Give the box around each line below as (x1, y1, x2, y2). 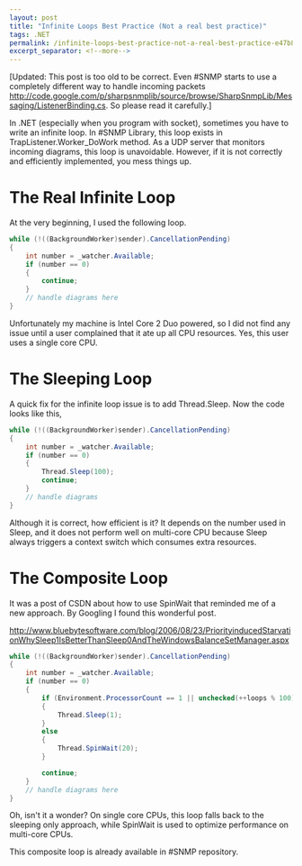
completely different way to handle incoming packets (9, 81, 206, 92)
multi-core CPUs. (9, 829, 74, 840)
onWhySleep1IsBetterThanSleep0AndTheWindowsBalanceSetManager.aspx (9, 634, 289, 645)
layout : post (9, 13, 58, 23)
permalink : (9, 38, 50, 48)
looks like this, (9, 407, 63, 419)
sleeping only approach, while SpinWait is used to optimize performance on (9, 819, 289, 830)
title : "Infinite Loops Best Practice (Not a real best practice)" (9, 22, 268, 31)
